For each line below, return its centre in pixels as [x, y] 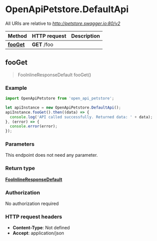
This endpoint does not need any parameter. [51, 155]
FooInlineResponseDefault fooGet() [54, 75]
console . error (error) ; [34, 126]
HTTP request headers [34, 217]
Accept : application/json [38, 233]
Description [86, 36]
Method [17, 36]
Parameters [20, 144]
